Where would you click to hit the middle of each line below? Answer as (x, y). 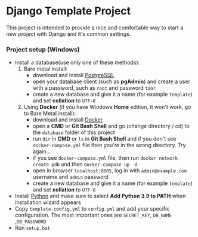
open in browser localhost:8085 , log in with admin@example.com (109, 171)
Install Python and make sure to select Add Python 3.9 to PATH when (100, 196)
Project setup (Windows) (43, 49)
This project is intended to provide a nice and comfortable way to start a (95, 28)
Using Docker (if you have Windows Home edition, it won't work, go (107, 107)
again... (42, 151)
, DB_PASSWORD (30, 221)
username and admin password (71, 177)
